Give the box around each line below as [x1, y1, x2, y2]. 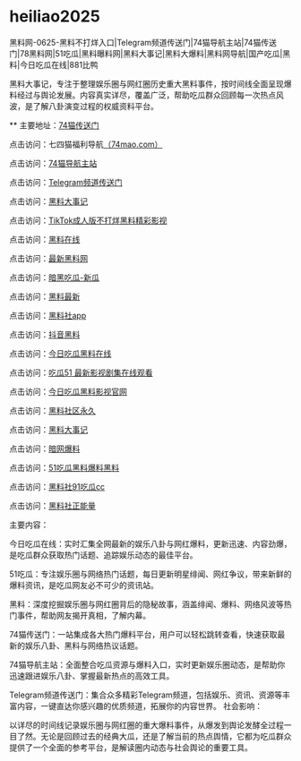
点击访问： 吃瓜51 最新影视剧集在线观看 [9, 367, 153, 378]
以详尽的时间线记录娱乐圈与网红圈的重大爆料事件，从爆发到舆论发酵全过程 [9, 719, 284, 731]
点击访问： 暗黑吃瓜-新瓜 [9, 271, 100, 283]
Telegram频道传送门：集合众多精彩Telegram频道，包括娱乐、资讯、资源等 [9, 689, 283, 700]
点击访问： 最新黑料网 [9, 252, 88, 263]
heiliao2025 [9, 6, 100, 27]
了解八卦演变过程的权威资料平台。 [32, 100, 159, 111]
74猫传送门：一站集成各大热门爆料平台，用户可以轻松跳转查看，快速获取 [9, 628, 278, 639]
